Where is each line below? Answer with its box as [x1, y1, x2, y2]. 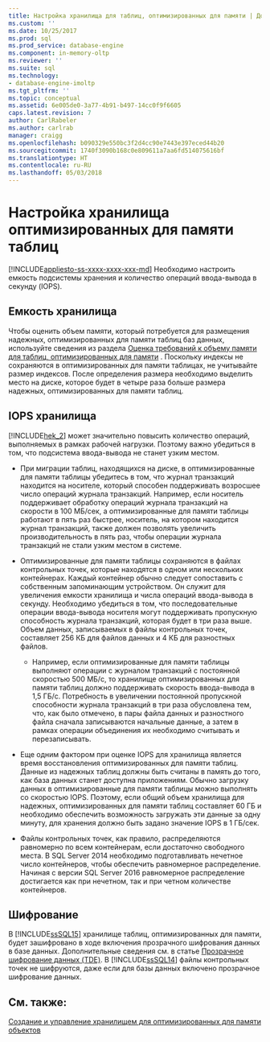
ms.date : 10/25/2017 [8, 27, 78, 35]
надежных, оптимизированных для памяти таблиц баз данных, [8, 335, 225, 344]
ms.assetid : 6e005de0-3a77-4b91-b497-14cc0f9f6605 [8, 101, 182, 109]
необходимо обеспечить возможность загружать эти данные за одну [19, 809, 261, 819]
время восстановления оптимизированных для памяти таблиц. [19, 758, 239, 768]
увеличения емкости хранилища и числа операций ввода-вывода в [19, 590, 254, 599]
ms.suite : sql [8, 64, 56, 72]
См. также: [8, 995, 67, 1009]
